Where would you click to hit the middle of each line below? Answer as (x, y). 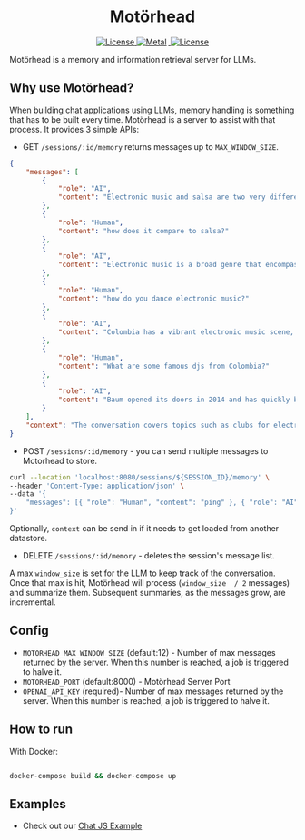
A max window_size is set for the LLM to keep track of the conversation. (143, 573)
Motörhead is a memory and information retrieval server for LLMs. (133, 59)
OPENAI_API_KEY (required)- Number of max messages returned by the (153, 691)
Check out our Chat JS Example (82, 826)
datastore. (29, 538)
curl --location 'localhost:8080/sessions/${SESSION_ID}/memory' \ (140, 477)
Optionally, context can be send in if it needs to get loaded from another (144, 528)
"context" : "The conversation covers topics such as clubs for (148, 425)
